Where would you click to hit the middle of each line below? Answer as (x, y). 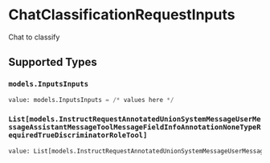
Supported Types (53, 62)
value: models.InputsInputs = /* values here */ (91, 100)
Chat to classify (34, 37)
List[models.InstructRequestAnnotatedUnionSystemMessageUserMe (135, 119)
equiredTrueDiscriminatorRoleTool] (78, 135)
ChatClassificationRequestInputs (122, 15)
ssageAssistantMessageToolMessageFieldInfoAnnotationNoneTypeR (135, 127)
